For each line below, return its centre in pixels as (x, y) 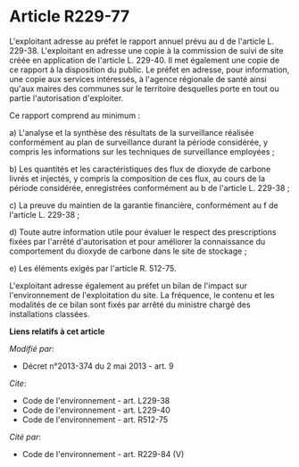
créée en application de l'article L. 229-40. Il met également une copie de (145, 60)
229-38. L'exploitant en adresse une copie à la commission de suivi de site (146, 50)
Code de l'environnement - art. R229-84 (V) (103, 454)
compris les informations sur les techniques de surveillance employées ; (142, 151)
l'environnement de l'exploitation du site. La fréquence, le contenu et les (142, 295)
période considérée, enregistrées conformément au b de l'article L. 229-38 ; (149, 188)
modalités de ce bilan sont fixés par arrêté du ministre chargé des (130, 304)
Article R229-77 (70, 17)
